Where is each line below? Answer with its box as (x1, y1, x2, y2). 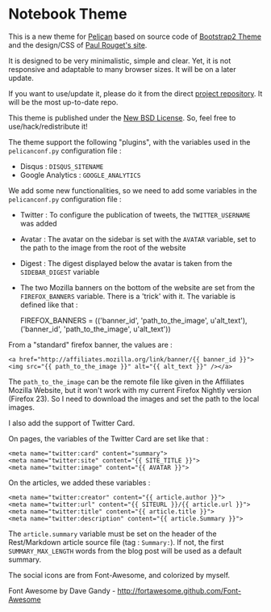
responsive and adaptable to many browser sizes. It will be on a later (8, 64, 236, 74)
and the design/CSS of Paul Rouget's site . (8, 40, 148, 49)
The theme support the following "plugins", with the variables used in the (8, 137, 251, 146)
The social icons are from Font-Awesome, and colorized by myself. (8, 570, 231, 580)
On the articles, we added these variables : (8, 478, 151, 487)
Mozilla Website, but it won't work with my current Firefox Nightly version (8, 385, 252, 395)
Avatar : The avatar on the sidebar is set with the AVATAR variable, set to (19, 234, 256, 243)
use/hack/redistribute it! (8, 121, 89, 131)
